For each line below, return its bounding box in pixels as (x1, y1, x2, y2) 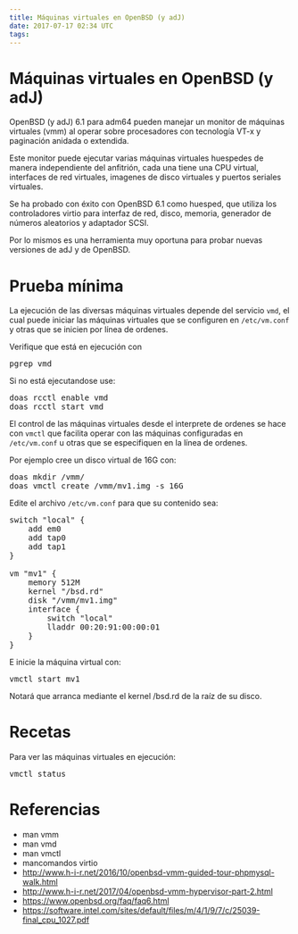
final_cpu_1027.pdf (21, 914, 90, 925)
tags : (9, 29, 29, 38)
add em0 (28, 524, 62, 534)
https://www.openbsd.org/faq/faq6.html (21, 896, 170, 906)
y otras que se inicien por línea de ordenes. (9, 324, 169, 335)
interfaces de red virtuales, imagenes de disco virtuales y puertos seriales (9, 171, 282, 183)
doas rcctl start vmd (9, 402, 104, 412)
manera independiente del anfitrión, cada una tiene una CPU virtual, (9, 163, 259, 173)
